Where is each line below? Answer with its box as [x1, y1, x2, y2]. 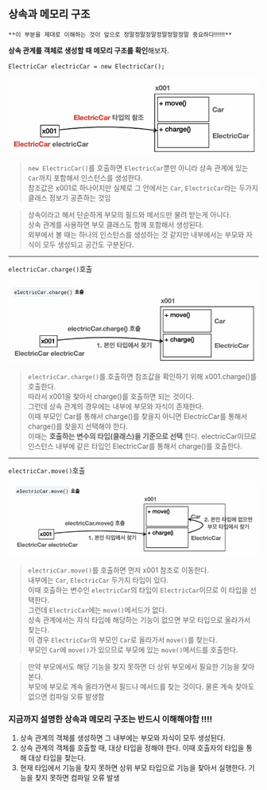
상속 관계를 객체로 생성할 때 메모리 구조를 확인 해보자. [8, 45, 169, 55]
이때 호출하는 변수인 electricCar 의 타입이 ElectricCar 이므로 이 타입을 [27, 585, 249, 595]
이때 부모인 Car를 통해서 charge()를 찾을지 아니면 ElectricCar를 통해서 [27, 411, 248, 420]
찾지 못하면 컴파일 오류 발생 [34, 773, 120, 783]
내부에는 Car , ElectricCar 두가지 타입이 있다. [27, 575, 169, 585]
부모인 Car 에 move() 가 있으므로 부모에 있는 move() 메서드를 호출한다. [27, 644, 238, 655]
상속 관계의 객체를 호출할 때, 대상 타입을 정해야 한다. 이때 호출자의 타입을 [19, 743, 245, 753]
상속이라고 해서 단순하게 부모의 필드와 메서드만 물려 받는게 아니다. [27, 209, 232, 219]
